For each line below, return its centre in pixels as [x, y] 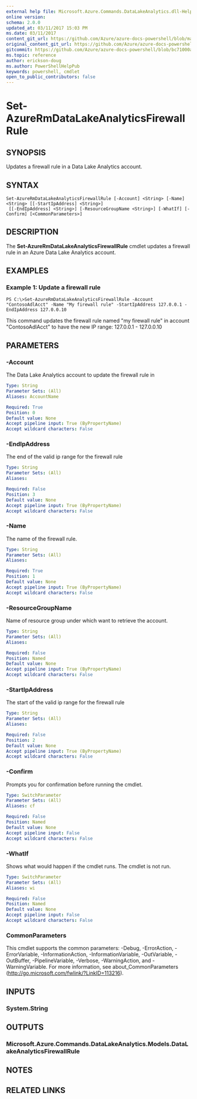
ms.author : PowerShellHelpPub [43, 66]
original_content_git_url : [39, 45]
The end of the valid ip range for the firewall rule [64, 457]
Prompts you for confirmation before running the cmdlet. [74, 784]
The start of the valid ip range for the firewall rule [65, 702]
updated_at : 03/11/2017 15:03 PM [47, 28]
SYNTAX [23, 185]
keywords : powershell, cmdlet [43, 72]
